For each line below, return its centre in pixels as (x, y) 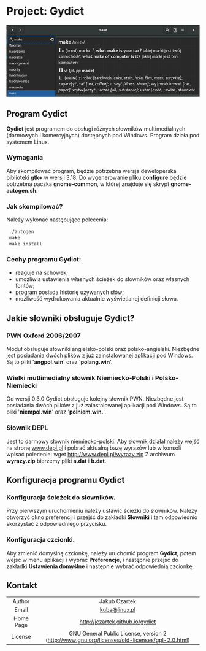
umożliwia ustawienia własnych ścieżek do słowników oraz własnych (102, 279)
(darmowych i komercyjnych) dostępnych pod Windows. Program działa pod (103, 135)
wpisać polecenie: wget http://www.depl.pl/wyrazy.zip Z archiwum (91, 454)
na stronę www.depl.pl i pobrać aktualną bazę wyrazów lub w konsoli (94, 448)
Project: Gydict (45, 11)
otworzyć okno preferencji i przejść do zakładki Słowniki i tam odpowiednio (102, 517)
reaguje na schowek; (42, 273)
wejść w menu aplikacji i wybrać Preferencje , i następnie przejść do (93, 560)
